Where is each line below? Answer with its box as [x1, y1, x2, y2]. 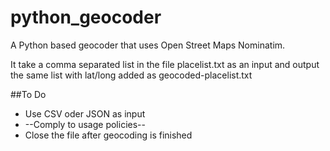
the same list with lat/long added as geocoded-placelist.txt [10, 69, 253, 81]
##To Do [10, 88, 47, 100]
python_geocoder [10, 6, 162, 29]
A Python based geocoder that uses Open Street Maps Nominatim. [10, 39, 286, 51]
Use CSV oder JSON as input [24, 107, 146, 120]
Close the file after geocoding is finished [24, 129, 193, 141]
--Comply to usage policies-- [24, 118, 146, 130]
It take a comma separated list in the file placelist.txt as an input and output [10, 58, 320, 70]
